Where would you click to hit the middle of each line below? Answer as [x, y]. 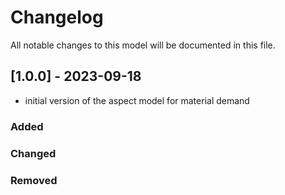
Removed [34, 180]
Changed [33, 153]
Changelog [57, 17]
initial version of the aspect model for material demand [137, 100]
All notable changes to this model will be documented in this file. [143, 45]
